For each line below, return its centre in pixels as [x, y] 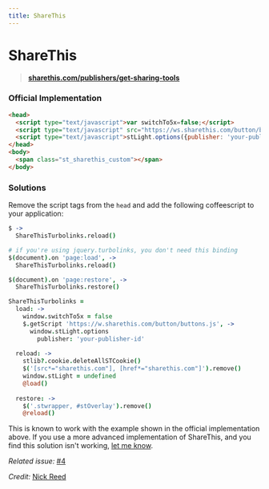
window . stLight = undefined [69, 376]
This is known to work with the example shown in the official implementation [134, 429]
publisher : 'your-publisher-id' [91, 339]
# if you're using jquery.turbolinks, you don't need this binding [123, 250]
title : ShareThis [37, 16]
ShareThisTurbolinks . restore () [68, 287]
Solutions [27, 188]
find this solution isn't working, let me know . [81, 446]
